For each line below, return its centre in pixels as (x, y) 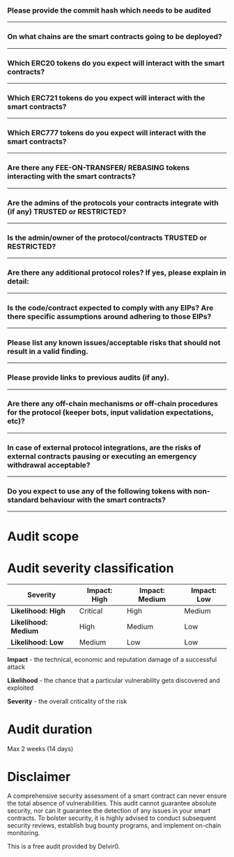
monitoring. (24, 833)
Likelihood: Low (37, 642)
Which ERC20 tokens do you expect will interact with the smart (116, 63)
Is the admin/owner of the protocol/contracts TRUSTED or (107, 238)
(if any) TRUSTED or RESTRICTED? (67, 211)
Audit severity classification (91, 568)
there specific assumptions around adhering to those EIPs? (109, 316)
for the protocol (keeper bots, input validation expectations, (110, 412)
